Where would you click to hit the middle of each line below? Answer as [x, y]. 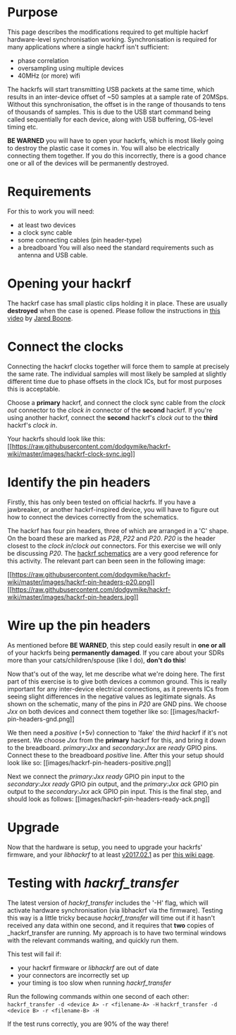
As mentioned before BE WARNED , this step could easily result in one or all [117, 645]
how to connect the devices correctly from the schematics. [93, 517]
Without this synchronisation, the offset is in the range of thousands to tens [117, 104]
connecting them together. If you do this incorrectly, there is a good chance [117, 156]
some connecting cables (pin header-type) [80, 240]
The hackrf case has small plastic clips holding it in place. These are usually [117, 303]
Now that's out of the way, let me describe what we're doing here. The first [116, 674]
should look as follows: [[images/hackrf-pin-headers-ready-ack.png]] [108, 799]
